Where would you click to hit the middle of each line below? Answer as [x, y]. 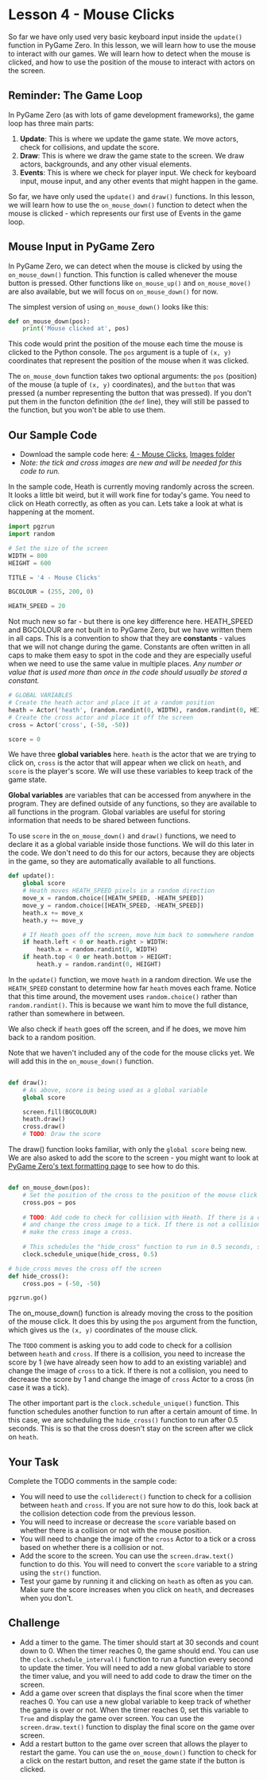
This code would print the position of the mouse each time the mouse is [126, 344]
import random [32, 534]
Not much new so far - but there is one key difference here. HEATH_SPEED [131, 622]
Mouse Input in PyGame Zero [81, 247]
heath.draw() [44, 1119]
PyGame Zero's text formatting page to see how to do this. [104, 1166]
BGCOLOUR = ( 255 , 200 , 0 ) [51, 592]
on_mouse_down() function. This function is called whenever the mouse [123, 274]
